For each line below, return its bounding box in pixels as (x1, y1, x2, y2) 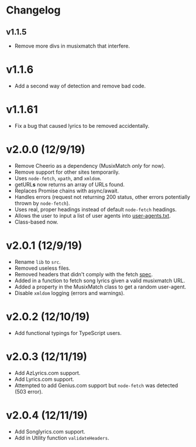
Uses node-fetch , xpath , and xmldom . (14, 174, 102, 182)
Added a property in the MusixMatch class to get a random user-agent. (14, 283, 186, 290)
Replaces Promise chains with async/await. (14, 187, 119, 194)
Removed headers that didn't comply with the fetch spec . (14, 270, 153, 277)
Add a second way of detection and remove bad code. (14, 82, 146, 89)
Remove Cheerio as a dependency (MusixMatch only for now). (14, 162, 166, 169)
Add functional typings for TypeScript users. (14, 329, 122, 336)
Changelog (6, 4, 61, 17)
